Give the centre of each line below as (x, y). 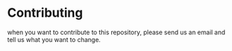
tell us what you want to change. (54, 39)
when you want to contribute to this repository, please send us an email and (116, 32)
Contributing (45, 13)
